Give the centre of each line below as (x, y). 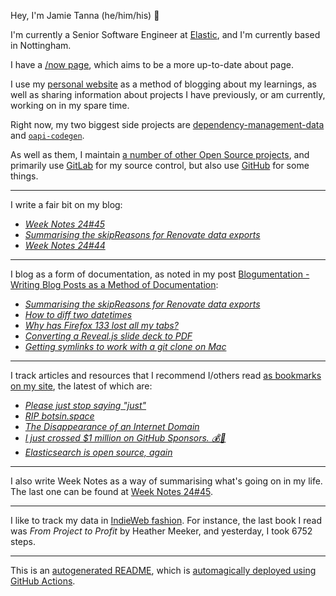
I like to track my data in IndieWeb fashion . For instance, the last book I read (166, 520)
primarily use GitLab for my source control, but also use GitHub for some (160, 165)
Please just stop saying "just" (85, 405)
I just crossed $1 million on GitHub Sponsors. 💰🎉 (125, 438)
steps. (23, 541)
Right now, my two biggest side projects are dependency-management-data (167, 124)
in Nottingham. (41, 45)
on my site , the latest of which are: (81, 386)
